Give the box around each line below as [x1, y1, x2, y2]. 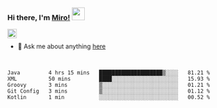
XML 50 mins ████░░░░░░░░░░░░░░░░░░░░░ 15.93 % [7, 76, 211, 83]
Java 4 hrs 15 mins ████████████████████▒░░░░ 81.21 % [7, 69, 211, 76]
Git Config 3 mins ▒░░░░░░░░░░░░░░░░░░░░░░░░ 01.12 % [7, 88, 211, 95]
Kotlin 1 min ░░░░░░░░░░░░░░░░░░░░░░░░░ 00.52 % [7, 94, 211, 101]
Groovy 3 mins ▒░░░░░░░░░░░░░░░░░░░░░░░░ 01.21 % [7, 81, 211, 89]
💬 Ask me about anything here [17, 42, 106, 50]
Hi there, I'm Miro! [7, 13, 71, 22]
